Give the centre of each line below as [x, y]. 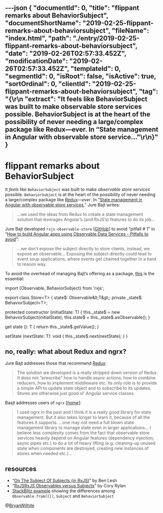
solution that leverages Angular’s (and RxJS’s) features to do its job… [86, 220]
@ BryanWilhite [20, 505]
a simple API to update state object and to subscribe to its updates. [84, 388]
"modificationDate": [36, 61]
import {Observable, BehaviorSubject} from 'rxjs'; [55, 288]
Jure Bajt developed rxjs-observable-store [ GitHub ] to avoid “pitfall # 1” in [80, 229]
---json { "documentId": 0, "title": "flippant [72, 8]
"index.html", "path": [38, 38]
